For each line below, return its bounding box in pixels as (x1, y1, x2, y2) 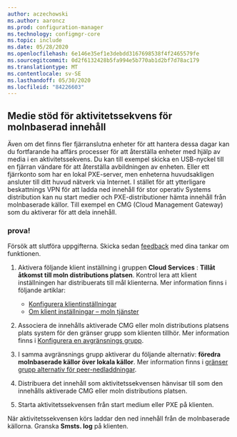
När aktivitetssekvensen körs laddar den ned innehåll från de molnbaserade (7, 414, 231, 423)
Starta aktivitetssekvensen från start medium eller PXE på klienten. (17, 401, 214, 409)
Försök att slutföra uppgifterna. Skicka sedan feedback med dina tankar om (7, 242, 230, 250)
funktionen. (7, 250, 41, 258)
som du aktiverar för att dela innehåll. (7, 208, 117, 217)
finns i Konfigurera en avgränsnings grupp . (17, 336, 144, 345)
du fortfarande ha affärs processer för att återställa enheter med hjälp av (7, 148, 221, 156)
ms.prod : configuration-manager (7, 24, 104, 31)
